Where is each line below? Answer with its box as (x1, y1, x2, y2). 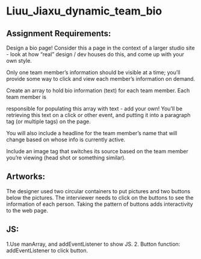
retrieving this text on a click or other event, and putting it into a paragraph (6, 112, 191, 118)
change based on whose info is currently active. (6, 136, 126, 143)
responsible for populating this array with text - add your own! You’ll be (6, 105, 182, 112)
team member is (6, 94, 47, 100)
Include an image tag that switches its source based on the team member (6, 148, 188, 155)
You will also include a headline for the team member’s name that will (6, 130, 178, 136)
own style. (6, 57, 32, 64)
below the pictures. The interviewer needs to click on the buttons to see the (6, 194, 194, 201)
